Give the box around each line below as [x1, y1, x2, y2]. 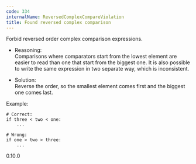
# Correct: [6, 111, 33, 117]
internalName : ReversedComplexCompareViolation [6, 14, 125, 20]
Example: [6, 100, 29, 107]
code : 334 [6, 8, 30, 15]
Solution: [14, 76, 36, 83]
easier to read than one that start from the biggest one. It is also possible [14, 59, 190, 66]
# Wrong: [6, 132, 27, 138]
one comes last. [14, 89, 53, 96]
